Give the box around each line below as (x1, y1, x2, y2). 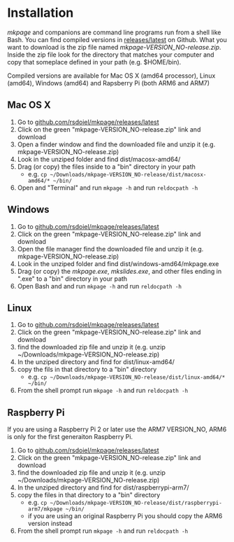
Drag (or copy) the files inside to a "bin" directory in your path (17, 162, 196, 171)
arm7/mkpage (27, 506, 63, 513)
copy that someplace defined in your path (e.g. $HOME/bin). (7, 57, 182, 66)
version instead (27, 520, 73, 528)
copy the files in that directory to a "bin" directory (17, 491, 161, 499)
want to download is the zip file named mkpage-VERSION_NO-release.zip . (7, 43, 221, 51)
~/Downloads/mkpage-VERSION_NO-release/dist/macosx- (50, 171, 207, 178)
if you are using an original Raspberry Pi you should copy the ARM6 (27, 512, 223, 520)
